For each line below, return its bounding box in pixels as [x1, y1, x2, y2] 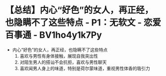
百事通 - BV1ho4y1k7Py [5, 29, 102, 41]
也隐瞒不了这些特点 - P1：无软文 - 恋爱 [5, 17, 161, 28]
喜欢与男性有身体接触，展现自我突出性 [19, 53, 98, 59]
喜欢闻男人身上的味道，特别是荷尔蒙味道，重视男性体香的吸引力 [19, 65, 150, 71]
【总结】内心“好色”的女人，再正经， [5, 4, 154, 16]
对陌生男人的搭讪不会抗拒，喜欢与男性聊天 [19, 59, 107, 65]
